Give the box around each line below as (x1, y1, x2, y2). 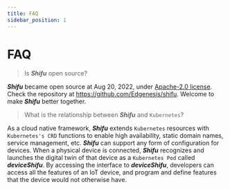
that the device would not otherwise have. (7, 176, 127, 184)
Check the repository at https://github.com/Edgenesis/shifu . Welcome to (7, 90, 215, 98)
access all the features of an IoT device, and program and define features (7, 168, 217, 177)
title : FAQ (7, 10, 39, 17)
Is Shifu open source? (24, 69, 88, 78)
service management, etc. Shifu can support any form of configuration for (7, 139, 220, 147)
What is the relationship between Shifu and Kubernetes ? (24, 111, 184, 119)
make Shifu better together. (7, 98, 87, 106)
